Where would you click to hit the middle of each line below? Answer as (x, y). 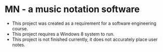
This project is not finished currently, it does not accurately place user (85, 39)
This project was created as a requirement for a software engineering (84, 23)
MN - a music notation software (72, 9)
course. (20, 28)
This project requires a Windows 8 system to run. (63, 34)
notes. (19, 44)
